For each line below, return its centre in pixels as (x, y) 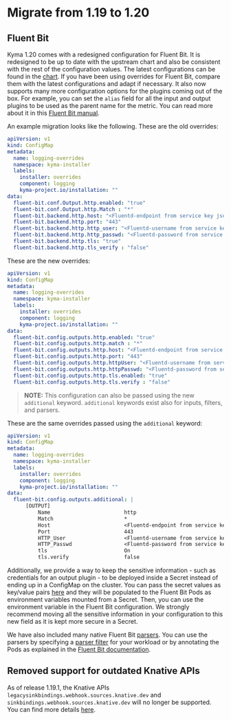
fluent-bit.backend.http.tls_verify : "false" (81, 248)
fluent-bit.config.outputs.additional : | (74, 500)
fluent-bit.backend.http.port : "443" (67, 222)
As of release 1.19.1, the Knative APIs (58, 687)
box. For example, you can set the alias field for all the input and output (109, 98)
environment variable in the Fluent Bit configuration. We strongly (98, 607)
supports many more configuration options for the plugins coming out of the (115, 91)
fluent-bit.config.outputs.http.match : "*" (78, 344)
